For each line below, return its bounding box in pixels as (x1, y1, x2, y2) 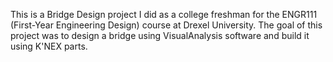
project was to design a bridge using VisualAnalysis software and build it (10, 30, 310, 41)
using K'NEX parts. (10, 40, 88, 52)
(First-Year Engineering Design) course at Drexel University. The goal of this (10, 19, 323, 31)
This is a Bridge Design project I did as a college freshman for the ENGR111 (10, 9, 318, 20)
